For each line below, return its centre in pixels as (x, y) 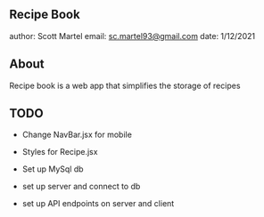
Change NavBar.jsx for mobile (77, 135)
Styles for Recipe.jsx (60, 152)
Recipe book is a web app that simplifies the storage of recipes (125, 85)
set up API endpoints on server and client (98, 204)
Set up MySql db (53, 169)
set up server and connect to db (81, 187)
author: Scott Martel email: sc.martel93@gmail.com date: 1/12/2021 (132, 36)
